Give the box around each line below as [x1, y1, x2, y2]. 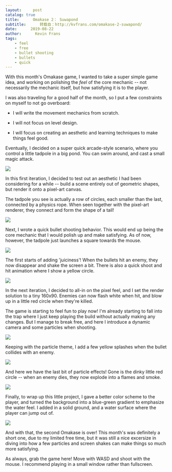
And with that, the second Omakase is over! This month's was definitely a [5, 430, 160, 436]
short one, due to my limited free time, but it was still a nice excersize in [5, 435, 157, 441]
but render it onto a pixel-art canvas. [5, 186, 83, 192]
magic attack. [5, 156, 34, 162]
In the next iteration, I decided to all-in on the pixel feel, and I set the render [5, 287, 164, 294]
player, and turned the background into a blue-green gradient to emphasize [5, 399, 164, 406]
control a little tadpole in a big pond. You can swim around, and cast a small [5, 150, 165, 156]
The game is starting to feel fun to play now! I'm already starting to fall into [5, 308, 163, 314]
